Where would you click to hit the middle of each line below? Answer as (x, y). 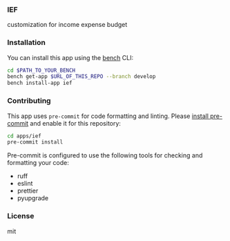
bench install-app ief (40, 83)
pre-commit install (35, 142)
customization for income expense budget (67, 25)
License (21, 216)
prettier (28, 191)
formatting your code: (38, 163)
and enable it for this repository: (75, 123)
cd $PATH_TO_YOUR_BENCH (41, 70)
